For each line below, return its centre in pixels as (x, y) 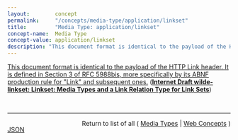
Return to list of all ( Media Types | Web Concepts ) (156, 123)
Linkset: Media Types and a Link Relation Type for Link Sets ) (121, 89)
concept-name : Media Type (47, 34)
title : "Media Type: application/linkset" (84, 27)
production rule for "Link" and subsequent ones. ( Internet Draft (100, 82)
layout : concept (42, 14)
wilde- (204, 82)
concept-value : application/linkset (61, 40)
